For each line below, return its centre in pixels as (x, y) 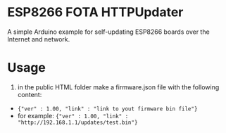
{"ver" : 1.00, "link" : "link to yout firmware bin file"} (107, 109)
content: (30, 94)
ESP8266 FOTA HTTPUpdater (95, 12)
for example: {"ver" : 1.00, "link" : (73, 115)
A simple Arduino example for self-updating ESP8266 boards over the (108, 32)
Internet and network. (39, 39)
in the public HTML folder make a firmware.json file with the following (118, 87)
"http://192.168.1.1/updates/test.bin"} (77, 122)
